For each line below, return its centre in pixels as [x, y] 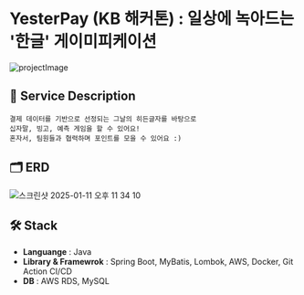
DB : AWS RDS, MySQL [66, 281]
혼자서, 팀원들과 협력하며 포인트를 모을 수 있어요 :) [96, 138]
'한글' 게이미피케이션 [83, 42]
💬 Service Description [73, 96]
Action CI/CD [47, 271]
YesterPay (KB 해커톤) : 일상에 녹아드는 [152, 19]
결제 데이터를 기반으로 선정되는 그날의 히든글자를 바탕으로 [103, 119]
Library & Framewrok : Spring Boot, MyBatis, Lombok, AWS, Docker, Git [158, 262]
